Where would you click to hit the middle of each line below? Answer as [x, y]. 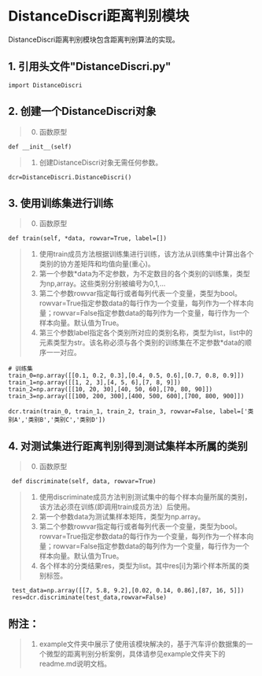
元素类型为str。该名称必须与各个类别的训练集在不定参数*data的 [142, 342]
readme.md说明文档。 [75, 663]
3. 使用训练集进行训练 [61, 203]
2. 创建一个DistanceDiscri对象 [82, 111]
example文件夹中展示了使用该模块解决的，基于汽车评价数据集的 [142, 644]
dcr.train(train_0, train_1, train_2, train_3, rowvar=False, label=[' [128, 412]
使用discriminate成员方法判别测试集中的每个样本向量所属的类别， [145, 497]
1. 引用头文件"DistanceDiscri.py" [90, 66]
